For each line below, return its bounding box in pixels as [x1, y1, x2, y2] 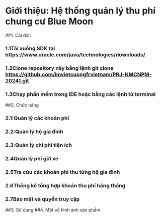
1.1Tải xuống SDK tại [5, 45, 55, 52]
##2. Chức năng [5, 102, 39, 108]
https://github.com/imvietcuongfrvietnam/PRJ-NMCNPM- [5, 71, 152, 78]
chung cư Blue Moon [5, 16, 94, 27]
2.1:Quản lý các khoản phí [5, 115, 69, 122]
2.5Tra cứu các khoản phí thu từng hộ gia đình [5, 168, 120, 175]
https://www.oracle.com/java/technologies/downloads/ [5, 51, 146, 58]
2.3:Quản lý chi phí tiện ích [5, 141, 72, 148]
